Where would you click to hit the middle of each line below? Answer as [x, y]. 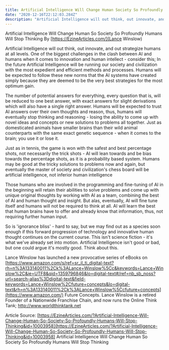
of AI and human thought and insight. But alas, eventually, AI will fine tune [81, 201]
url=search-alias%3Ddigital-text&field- [46, 279]
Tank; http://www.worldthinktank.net [43, 306]
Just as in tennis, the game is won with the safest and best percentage [78, 148]
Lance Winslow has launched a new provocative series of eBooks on [76, 257]
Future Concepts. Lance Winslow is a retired [110, 295]
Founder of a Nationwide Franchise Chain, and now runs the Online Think [81, 300]
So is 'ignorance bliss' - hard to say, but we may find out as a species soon [83, 226]
